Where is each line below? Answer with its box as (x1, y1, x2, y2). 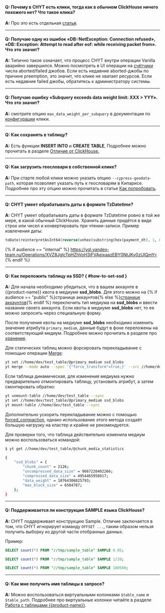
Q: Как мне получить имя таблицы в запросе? (5, 580, 105, 587)
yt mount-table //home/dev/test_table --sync (5, 402, 100, 407)
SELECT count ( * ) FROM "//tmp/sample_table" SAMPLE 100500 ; (5, 566, 129, 571)
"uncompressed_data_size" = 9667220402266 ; (23, 469, 113, 474)
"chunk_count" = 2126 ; (23, 464, 69, 469)
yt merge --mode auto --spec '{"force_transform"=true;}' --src (5, 364, 139, 370)
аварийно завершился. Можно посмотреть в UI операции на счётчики (5, 63, 153, 69)
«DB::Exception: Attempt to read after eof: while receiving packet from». (5, 41, 157, 47)
